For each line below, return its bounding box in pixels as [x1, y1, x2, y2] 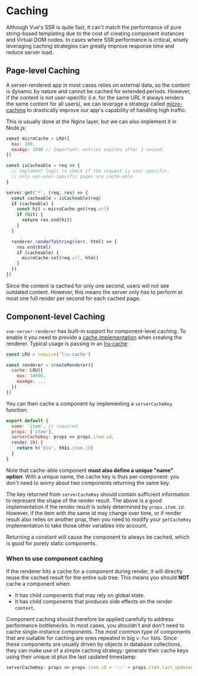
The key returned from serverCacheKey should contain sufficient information [6, 490, 190, 497]
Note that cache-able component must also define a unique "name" [6, 467, 174, 474]
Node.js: [6, 124, 27, 131]
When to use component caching [6, 554, 103, 562]
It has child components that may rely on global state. [14, 592, 146, 599]
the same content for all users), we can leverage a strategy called [6, 100, 165, 107]
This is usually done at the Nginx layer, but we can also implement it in [6, 118, 177, 125]
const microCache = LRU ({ [6, 136, 70, 141]
